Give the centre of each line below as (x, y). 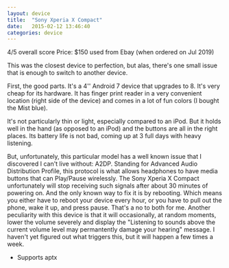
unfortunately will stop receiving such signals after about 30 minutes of (108, 186)
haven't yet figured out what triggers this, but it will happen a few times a (110, 237)
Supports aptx (37, 258)
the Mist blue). (27, 108)
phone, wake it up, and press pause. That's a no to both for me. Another (109, 208)
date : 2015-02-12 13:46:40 (49, 26)
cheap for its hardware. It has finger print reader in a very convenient (105, 93)
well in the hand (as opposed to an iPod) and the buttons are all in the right (112, 129)
